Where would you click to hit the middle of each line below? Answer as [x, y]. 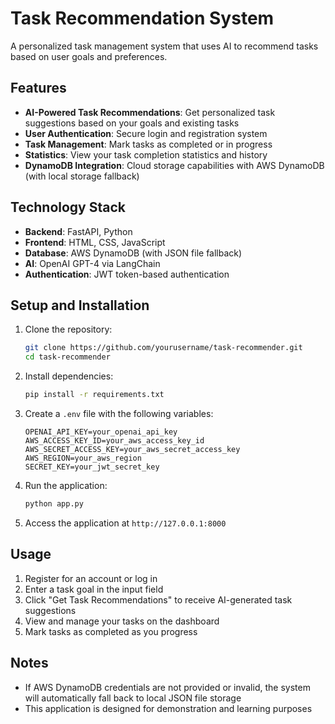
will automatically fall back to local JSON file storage [133, 698]
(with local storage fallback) [82, 176]
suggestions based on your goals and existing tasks [132, 123]
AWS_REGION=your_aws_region [83, 458]
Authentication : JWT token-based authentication [127, 274]
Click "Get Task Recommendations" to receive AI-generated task [158, 599]
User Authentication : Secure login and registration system [146, 133]
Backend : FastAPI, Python [78, 231]
